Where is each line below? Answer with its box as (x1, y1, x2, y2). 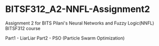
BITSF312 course (5, 25, 41, 31)
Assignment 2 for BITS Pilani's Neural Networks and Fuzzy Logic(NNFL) (5, 20, 154, 26)
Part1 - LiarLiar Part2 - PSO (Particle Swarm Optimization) (5, 35, 125, 41)
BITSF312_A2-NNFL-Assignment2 (5, 3, 150, 15)
